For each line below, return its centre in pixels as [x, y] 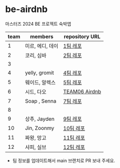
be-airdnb [26, 9]
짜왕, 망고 [36, 138]
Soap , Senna [41, 101]
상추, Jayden [40, 119]
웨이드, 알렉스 [40, 82]
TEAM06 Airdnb [82, 92]
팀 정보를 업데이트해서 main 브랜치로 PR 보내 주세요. [64, 160]
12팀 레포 [74, 147]
